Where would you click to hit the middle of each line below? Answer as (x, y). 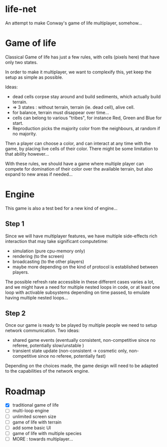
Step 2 (15, 314)
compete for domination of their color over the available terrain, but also (79, 169)
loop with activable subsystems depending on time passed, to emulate (78, 292)
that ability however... (27, 154)
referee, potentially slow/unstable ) (48, 346)
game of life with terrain (37, 422)
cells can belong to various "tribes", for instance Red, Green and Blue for (87, 118)
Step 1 (15, 224)
